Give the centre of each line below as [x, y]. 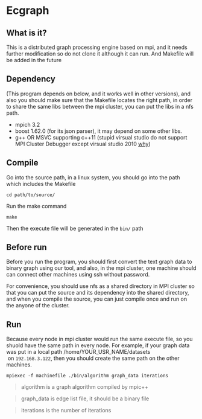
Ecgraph [28, 11]
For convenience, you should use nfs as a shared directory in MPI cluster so [100, 286]
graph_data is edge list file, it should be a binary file [85, 398]
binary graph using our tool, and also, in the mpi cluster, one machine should [101, 268]
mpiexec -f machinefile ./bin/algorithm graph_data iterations [87, 376]
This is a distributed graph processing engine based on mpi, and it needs [97, 47]
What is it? [27, 33]
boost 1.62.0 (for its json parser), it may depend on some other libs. [98, 131]
